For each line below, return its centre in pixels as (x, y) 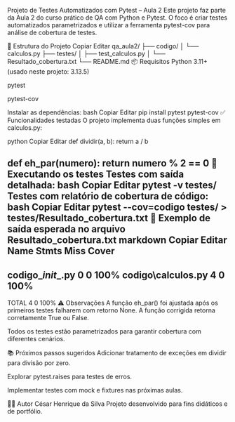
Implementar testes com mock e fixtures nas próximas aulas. (95, 390)
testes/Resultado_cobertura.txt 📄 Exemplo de (109, 218)
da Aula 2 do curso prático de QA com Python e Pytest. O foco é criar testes (117, 18)
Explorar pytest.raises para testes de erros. (69, 377)
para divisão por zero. (39, 363)
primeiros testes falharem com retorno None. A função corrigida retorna (112, 310)
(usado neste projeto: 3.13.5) (48, 72)
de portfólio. (25, 411)
